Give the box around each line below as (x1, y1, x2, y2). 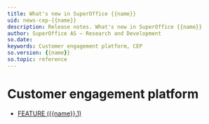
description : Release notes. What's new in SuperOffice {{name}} (7, 23, 202, 30)
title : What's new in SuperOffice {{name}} (7, 10, 137, 18)
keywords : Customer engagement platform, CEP (7, 43, 142, 50)
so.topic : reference (7, 56, 68, 63)
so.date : (7, 36, 33, 43)
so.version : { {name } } (7, 50, 71, 57)
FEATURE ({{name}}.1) (17, 109, 82, 118)
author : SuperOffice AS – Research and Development (7, 29, 161, 37)
